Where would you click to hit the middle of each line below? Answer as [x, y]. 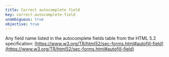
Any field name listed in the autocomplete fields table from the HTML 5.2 [81, 38]
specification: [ [21, 44]
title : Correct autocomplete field [43, 10]
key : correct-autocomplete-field [40, 15]
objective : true [22, 24]
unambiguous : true [24, 19]
